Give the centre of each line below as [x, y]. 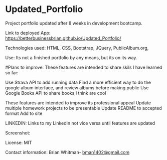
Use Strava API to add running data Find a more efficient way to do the [78, 82]
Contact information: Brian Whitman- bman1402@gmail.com [67, 152]
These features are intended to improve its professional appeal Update [78, 103]
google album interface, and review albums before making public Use [77, 88]
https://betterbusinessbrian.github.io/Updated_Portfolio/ [63, 38]
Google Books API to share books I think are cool [56, 93]
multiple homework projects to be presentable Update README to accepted [83, 108]
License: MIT [19, 142]
